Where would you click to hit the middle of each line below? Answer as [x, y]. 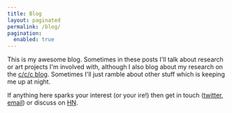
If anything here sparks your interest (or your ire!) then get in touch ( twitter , [115, 96]
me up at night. [29, 82]
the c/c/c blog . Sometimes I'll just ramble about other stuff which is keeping [116, 75]
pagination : [24, 33]
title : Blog [24, 14]
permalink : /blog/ [34, 27]
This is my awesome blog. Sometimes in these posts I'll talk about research [115, 59]
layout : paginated [34, 20]
